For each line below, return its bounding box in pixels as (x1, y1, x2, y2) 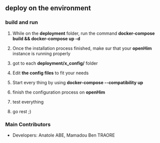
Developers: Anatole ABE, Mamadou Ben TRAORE (12, 132, 115, 138)
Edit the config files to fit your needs (12, 70, 89, 76)
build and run (5, 19, 38, 26)
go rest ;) (12, 108, 31, 114)
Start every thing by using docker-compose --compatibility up (12, 79, 143, 85)
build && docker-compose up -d (12, 35, 80, 41)
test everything (12, 99, 44, 105)
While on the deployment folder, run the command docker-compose (12, 30, 155, 36)
